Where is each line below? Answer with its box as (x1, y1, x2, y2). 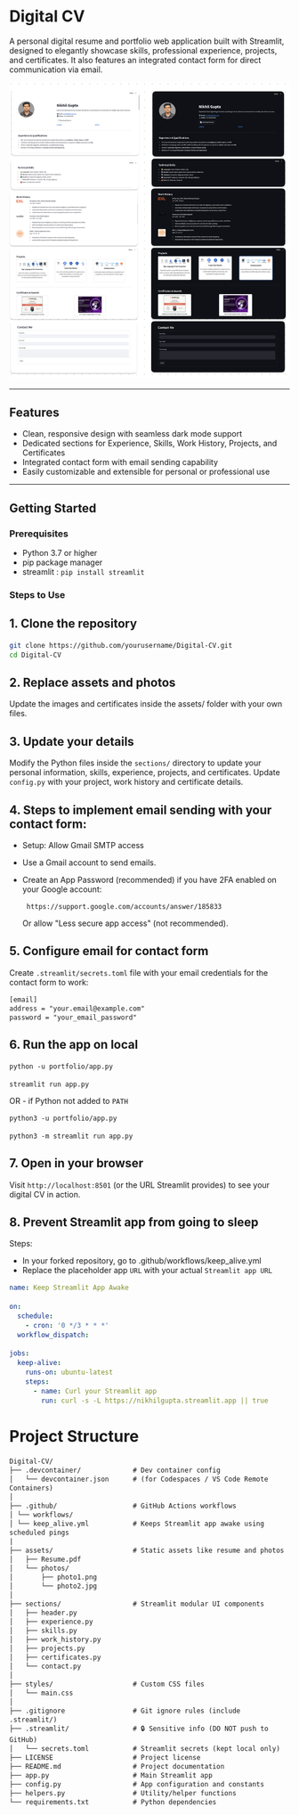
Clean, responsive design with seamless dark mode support (21, 429, 243, 439)
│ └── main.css (9, 1688, 74, 1697)
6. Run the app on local (9, 1037, 139, 1052)
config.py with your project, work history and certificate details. (9, 777, 244, 788)
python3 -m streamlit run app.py (9, 1132, 133, 1141)
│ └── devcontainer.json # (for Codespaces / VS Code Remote (9, 1475, 269, 1484)
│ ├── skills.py (9, 1626, 77, 1635)
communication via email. (9, 64, 103, 75)
